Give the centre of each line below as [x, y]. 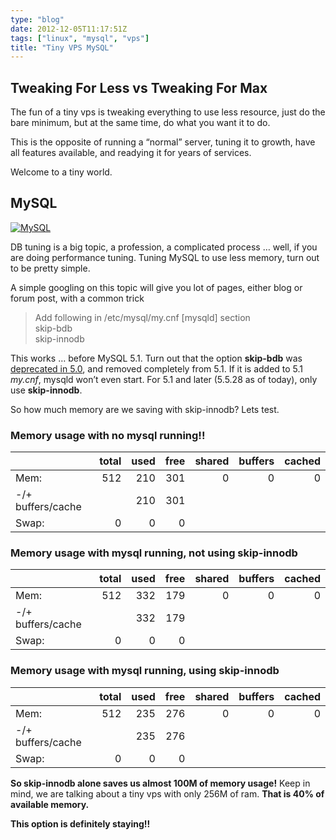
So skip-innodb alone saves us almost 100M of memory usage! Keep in [160, 783]
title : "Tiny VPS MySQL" [62, 47]
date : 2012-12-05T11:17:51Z [69, 29]
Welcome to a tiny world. [61, 172]
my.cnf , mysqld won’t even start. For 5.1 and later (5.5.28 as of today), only [164, 379]
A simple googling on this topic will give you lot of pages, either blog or [156, 287]
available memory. [50, 804]
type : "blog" [37, 19]
